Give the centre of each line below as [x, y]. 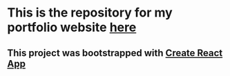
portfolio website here [72, 27]
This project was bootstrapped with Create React [115, 53]
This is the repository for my [90, 13]
